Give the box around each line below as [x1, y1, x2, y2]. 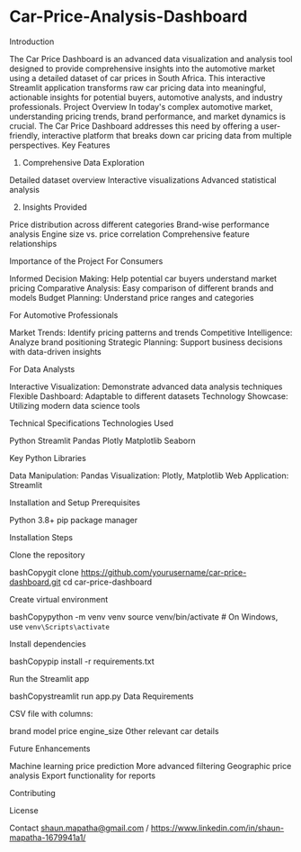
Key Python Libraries [9, 452, 87, 463]
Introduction [9, 36, 55, 47]
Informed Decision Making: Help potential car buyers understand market [9, 273, 277, 284]
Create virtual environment [9, 594, 109, 604]
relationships [9, 238, 58, 249]
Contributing [9, 787, 56, 798]
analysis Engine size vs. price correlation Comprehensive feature [9, 228, 250, 240]
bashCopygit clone [9, 566, 79, 577]
